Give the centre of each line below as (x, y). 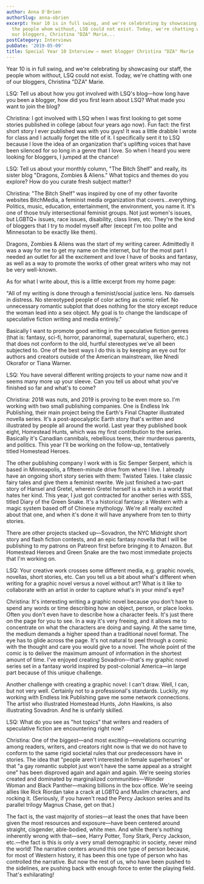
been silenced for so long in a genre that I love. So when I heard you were (98, 150)
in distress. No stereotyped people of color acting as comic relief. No (93, 300)
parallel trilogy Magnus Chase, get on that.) (60, 804)
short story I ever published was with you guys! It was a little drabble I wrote (102, 131)
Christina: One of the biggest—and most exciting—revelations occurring (96, 740)
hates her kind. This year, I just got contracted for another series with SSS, (99, 495)
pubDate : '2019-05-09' (35, 46)
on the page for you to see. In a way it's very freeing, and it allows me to (97, 621)
